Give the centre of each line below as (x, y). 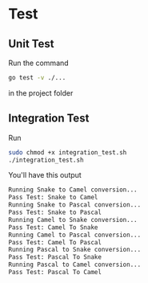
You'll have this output (45, 175)
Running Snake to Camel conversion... (73, 190)
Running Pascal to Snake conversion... (75, 250)
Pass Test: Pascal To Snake (55, 257)
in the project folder (41, 92)
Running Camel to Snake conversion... (73, 219)
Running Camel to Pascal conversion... (75, 235)
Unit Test (31, 44)
